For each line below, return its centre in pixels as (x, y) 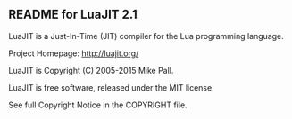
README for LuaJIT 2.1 (73, 15)
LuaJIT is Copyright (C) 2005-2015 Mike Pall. (91, 70)
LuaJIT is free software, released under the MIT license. (112, 87)
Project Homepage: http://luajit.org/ (74, 53)
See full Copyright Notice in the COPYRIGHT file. (98, 105)
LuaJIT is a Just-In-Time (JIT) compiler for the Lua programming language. (146, 36)
